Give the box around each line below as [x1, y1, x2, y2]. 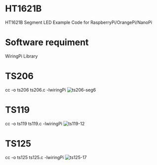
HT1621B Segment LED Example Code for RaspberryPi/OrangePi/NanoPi [5, 19, 152, 25]
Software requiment [5, 37, 89, 48]
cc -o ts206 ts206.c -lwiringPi [5, 87, 66, 93]
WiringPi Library [5, 53, 38, 59]
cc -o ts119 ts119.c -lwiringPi [5, 120, 63, 126]
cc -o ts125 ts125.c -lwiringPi [5, 154, 64, 160]
